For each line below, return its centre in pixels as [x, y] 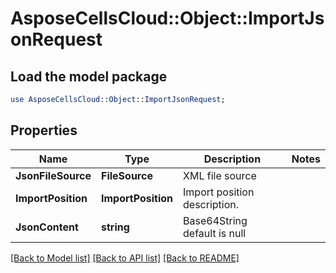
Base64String [215, 220]
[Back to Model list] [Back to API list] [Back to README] [125, 258]
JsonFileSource [53, 175]
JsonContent [47, 227]
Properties [44, 130]
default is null [215, 233]
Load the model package [89, 76]
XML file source [220, 175]
